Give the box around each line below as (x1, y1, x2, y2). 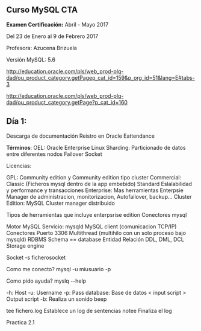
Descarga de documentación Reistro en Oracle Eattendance (6, 132, 155, 140)
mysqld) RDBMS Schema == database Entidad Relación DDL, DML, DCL (6, 236, 185, 243)
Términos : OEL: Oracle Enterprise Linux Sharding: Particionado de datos (6, 144, 186, 151)
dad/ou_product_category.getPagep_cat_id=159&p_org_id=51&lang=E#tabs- (6, 74, 196, 81)
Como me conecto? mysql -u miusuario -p (6, 265, 111, 272)
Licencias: (6, 162, 32, 169)
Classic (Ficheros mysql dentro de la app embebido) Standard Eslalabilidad (6, 180, 193, 187)
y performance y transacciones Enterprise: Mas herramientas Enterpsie (6, 187, 184, 194)
